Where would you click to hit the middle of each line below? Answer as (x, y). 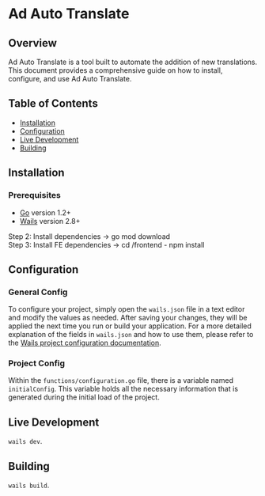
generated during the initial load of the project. (84, 397)
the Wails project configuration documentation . (85, 343)
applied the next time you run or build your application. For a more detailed (130, 326)
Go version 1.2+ (45, 212)
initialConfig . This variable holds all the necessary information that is (123, 389)
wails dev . (25, 441)
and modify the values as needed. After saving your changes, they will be (128, 318)
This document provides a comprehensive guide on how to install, (115, 70)
